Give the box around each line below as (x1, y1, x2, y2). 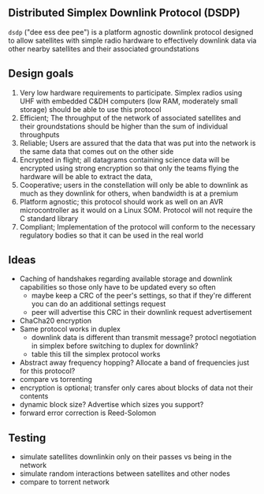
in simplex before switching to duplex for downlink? (31, 341, 199, 350)
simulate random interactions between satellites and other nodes (19, 469, 231, 478)
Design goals (8, 67, 74, 80)
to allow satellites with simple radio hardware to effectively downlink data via (8, 36, 257, 45)
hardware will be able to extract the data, (19, 171, 153, 181)
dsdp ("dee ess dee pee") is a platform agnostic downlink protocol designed (8, 27, 254, 36)
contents (19, 391, 49, 401)
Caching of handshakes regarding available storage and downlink (19, 274, 232, 283)
